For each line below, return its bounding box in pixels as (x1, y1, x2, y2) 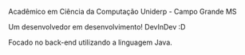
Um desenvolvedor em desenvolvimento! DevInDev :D (8, 22, 186, 31)
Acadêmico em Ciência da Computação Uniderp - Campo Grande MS (8, 7, 237, 16)
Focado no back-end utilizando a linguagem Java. (8, 37, 173, 47)
